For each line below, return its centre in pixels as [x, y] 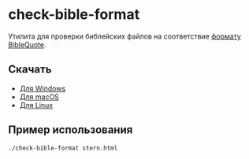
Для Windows [43, 88]
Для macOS [39, 97]
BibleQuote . [27, 44]
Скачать [30, 70]
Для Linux [36, 105]
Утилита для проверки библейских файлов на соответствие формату [125, 36]
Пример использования [71, 130]
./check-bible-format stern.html [63, 148]
